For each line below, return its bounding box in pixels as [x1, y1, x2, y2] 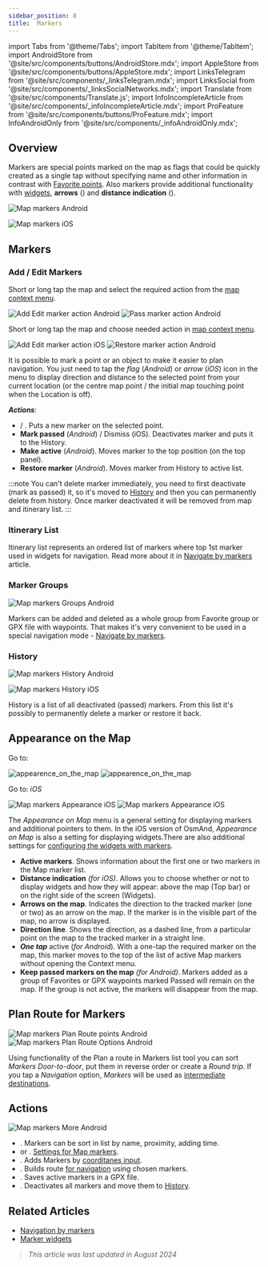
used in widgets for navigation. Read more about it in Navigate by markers [8, 551, 253, 561]
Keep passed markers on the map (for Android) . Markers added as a [19, 967, 248, 977]
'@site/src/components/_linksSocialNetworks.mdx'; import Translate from [8, 83, 252, 93]
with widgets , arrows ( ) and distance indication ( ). [8, 188, 176, 197]
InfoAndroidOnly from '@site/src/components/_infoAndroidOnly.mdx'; [8, 118, 238, 128]
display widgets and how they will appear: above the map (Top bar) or [19, 882, 250, 891]
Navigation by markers [19, 1225, 95, 1236]
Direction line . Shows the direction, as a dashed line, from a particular [19, 924, 252, 934]
